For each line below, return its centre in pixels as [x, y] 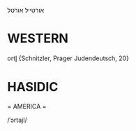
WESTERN [38, 39]
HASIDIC [33, 87]
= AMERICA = [27, 106]
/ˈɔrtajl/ [17, 120]
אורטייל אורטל [26, 10]
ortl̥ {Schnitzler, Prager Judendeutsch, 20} [68, 58]
